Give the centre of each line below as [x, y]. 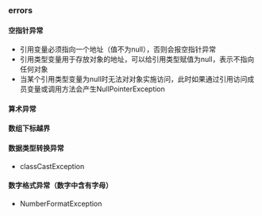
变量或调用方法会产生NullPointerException [96, 89]
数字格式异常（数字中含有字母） [60, 185]
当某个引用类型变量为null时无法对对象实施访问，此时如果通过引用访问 [133, 79]
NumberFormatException [61, 203]
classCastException [52, 166]
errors [21, 10]
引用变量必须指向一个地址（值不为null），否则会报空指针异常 [118, 49]
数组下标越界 [29, 129]
